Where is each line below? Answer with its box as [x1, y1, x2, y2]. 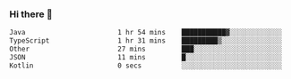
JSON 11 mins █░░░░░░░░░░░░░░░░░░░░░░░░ [9, 52, 282, 61]
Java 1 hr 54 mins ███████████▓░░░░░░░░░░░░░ [9, 28, 282, 37]
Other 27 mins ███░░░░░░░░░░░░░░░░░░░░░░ [9, 44, 282, 54]
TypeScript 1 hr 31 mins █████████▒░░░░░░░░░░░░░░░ [9, 36, 282, 45]
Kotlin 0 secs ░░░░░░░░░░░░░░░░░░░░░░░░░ [9, 61, 282, 70]
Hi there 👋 [9, 8, 54, 20]
